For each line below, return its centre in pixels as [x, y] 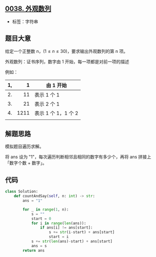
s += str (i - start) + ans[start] [82, 232]
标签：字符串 [25, 22]
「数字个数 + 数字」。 [26, 163]
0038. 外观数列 [28, 9]
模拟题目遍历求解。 [24, 146]
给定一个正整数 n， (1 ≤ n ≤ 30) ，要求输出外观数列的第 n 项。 [67, 51]
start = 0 [41, 219]
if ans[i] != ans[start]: [66, 228]
